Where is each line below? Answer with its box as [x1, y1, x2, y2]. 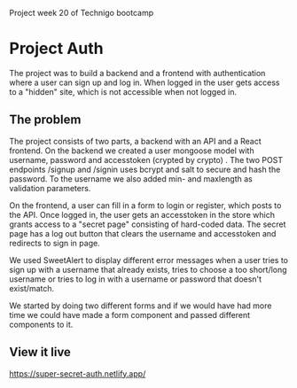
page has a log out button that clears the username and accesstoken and [9, 228, 277, 238]
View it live [9, 345, 71, 360]
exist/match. [9, 283, 55, 293]
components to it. [9, 319, 74, 330]
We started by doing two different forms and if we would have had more [9, 300, 272, 311]
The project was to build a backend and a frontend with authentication [9, 67, 266, 78]
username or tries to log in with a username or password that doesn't [9, 274, 262, 284]
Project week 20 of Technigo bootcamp [9, 8, 154, 18]
